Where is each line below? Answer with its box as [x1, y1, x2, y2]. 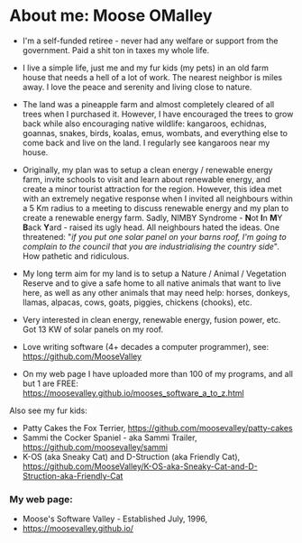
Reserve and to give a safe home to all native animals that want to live [22, 277, 281, 289]
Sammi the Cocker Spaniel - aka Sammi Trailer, [22, 432, 197, 443]
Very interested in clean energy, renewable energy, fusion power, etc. [22, 314, 281, 325]
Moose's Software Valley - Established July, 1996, [22, 513, 208, 524]
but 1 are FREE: [22, 378, 78, 389]
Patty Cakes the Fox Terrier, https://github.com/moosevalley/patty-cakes [22, 422, 293, 433]
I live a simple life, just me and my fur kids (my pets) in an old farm [22, 62, 269, 73]
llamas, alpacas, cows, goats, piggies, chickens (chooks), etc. [22, 297, 252, 308]
